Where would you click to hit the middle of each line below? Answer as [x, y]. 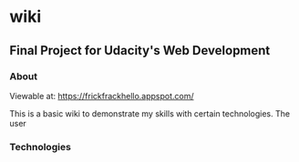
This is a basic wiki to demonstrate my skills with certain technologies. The [149, 113]
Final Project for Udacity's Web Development [140, 51]
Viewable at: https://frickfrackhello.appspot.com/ [102, 96]
